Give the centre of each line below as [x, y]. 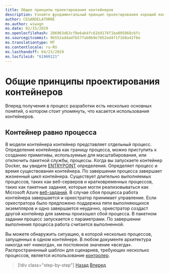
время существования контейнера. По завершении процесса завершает [84, 171]
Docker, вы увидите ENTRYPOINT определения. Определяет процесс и [81, 166]
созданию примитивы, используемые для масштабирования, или [76, 155]
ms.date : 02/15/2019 [27, 29]
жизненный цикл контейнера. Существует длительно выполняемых [78, 177]
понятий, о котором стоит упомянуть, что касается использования [77, 111]
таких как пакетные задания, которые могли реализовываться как [77, 187]
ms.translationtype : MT [30, 43]
